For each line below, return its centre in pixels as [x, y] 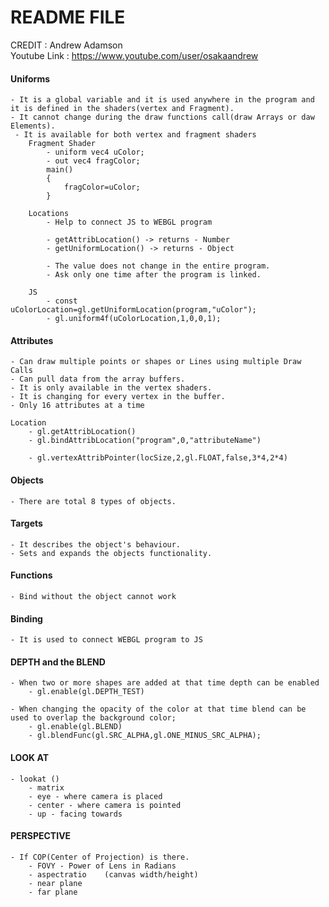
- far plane [53, 892]
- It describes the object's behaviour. [96, 544]
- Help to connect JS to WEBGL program [129, 222]
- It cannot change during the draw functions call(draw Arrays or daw [162, 117]
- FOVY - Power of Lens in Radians [102, 866]
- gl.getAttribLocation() [82, 432]
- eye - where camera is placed [95, 796]
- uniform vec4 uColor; [95, 152]
